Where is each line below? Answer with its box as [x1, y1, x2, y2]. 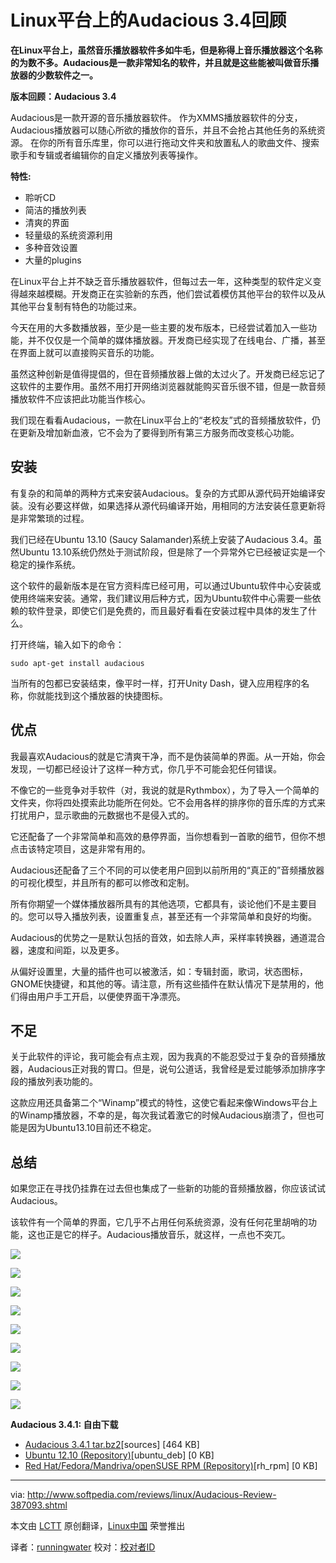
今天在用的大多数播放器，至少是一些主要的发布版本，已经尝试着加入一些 [10, 321, 308, 333]
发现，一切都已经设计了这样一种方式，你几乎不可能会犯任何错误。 [10, 762, 282, 775]
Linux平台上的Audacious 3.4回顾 [10, 9, 287, 32]
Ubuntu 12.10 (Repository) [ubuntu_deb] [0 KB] [24, 1449, 215, 1461]
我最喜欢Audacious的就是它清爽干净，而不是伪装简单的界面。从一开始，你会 [10, 750, 326, 762]
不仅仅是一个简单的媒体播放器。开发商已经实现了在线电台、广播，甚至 [36, 334, 326, 346]
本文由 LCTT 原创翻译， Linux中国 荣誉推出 [10, 1520, 186, 1532]
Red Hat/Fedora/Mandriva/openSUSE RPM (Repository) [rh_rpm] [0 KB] [24, 1460, 318, 1472]
